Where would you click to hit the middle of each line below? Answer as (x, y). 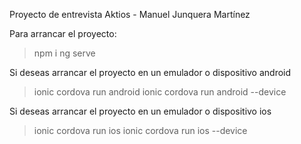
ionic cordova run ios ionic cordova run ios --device (140, 130)
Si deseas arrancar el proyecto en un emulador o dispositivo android (150, 72)
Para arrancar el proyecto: (63, 33)
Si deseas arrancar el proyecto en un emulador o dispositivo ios (140, 111)
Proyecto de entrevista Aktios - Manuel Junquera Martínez (130, 14)
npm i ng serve (64, 53)
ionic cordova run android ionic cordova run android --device (160, 92)
